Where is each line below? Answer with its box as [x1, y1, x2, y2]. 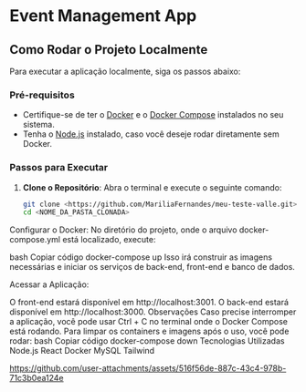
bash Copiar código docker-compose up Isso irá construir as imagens [9, 252, 272, 263]
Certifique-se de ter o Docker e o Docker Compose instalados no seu [22, 109, 284, 120]
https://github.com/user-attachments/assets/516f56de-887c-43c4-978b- [9, 363, 287, 374]
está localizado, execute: [62, 234, 157, 245]
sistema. [22, 119, 55, 130]
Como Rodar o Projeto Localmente [9, 42, 208, 57]
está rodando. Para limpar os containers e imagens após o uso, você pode [9, 325, 290, 337]
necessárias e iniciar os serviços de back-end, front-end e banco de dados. [9, 262, 295, 273]
